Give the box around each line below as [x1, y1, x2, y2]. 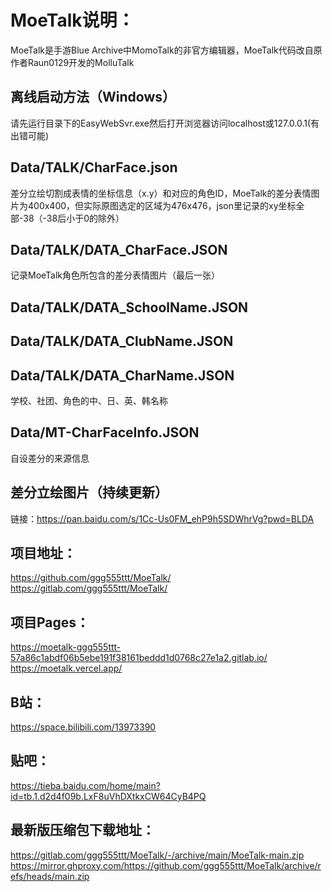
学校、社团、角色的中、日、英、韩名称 [10, 394, 168, 406]
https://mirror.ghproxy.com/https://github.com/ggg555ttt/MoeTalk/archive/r [10, 859, 322, 871]
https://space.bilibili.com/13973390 [10, 721, 157, 733]
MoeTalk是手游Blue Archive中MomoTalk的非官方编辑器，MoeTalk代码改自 [10, 44, 314, 56]
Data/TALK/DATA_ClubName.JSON [10, 333, 234, 350]
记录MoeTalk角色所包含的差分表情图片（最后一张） [10, 269, 221, 281]
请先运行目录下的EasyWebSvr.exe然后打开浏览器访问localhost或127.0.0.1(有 [10, 117, 320, 129]
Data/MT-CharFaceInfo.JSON [10, 424, 200, 441]
